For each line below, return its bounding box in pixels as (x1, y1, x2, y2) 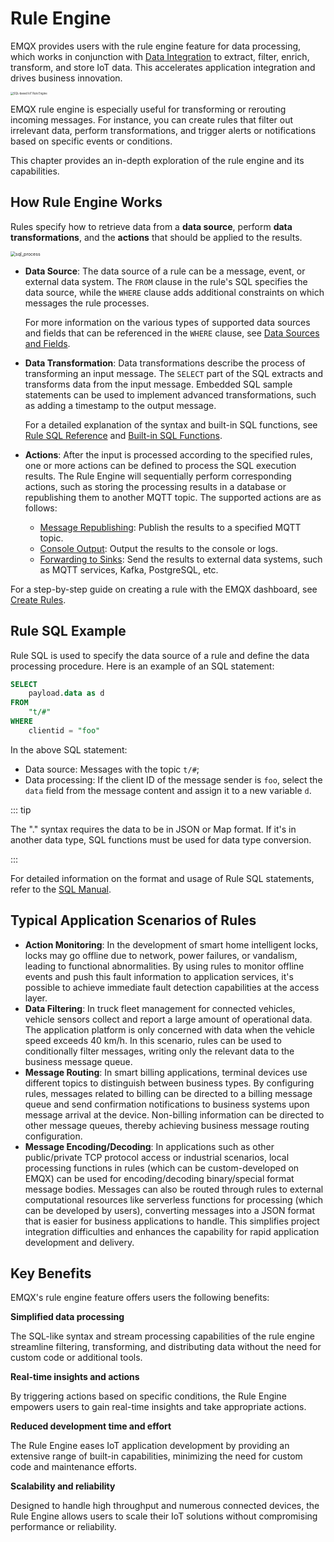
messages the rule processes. (24, 297, 150, 309)
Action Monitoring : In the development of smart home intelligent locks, (24, 938, 319, 951)
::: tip (10, 803, 32, 816)
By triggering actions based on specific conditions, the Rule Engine (10, 1390, 287, 1402)
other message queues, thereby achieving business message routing (24, 1119, 310, 1131)
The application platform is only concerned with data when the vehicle (24, 1023, 315, 1036)
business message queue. (24, 1055, 133, 1067)
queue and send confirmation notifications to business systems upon (24, 1098, 310, 1110)
